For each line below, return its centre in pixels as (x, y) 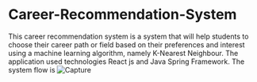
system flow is (32, 69)
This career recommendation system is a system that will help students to (128, 36)
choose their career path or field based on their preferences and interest (127, 44)
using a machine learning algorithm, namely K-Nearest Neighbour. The (123, 53)
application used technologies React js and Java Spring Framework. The (127, 61)
